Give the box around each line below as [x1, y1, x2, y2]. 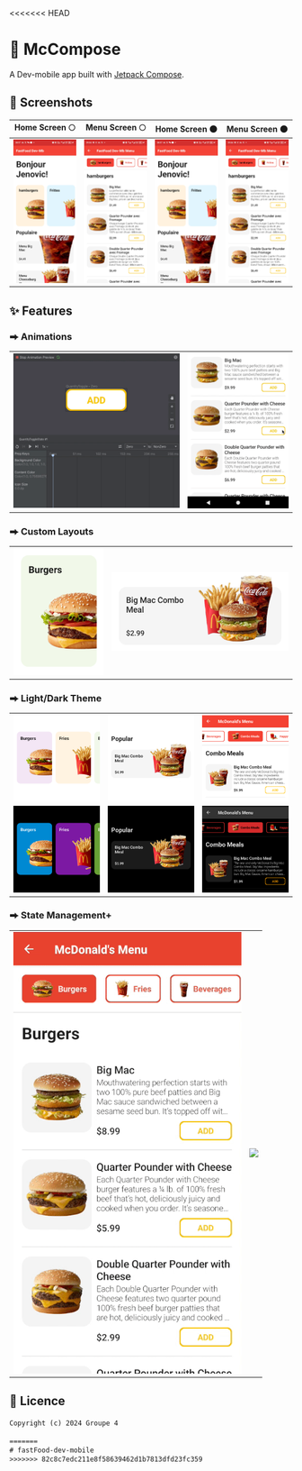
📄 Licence [9, 1393, 66, 1409]
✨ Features [9, 303, 73, 318]
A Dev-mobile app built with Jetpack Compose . [9, 69, 184, 79]
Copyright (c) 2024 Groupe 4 [9, 1419, 119, 1428]
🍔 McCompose [9, 40, 121, 59]
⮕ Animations [9, 330, 73, 343]
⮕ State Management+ [9, 909, 112, 922]
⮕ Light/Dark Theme [9, 691, 102, 704]
